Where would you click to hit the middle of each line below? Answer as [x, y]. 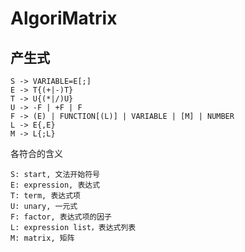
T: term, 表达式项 [45, 196]
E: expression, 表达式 [55, 185]
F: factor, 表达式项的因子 [61, 217]
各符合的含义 [36, 153]
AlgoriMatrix [64, 18]
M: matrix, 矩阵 [42, 238]
